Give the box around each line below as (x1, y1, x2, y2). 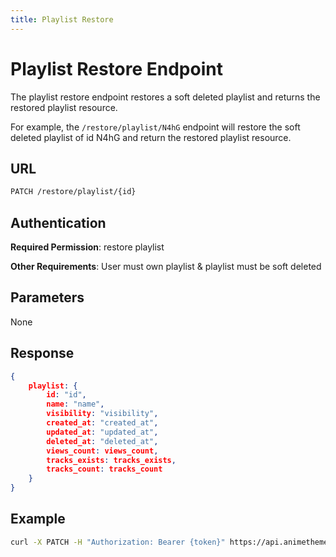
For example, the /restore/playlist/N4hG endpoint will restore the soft (10, 121, 301, 133)
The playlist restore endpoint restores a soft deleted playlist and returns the (10, 91, 321, 103)
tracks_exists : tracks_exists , (46, 455, 177, 465)
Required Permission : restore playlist (10, 241, 165, 253)
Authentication (10, 214, 107, 231)
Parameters (10, 289, 85, 306)
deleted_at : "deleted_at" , (46, 436, 159, 446)
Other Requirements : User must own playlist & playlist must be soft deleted (10, 261, 322, 273)
